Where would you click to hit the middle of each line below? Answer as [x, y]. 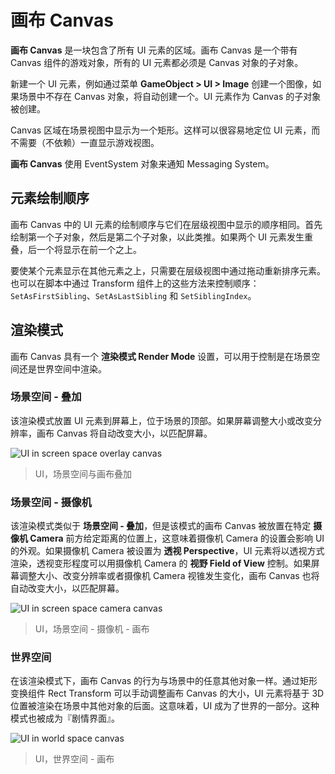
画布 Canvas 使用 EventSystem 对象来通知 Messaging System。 [142, 163]
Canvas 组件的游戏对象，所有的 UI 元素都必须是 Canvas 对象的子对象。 [157, 62]
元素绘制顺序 [50, 198]
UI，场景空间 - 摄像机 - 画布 [92, 629]
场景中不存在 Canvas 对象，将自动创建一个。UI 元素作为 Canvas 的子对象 [170, 96]
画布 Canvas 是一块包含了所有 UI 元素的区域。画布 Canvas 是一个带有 [154, 50]
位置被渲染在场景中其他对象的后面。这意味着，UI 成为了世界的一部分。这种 [165, 706]
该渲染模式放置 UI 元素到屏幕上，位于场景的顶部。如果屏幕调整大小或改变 [162, 420]
